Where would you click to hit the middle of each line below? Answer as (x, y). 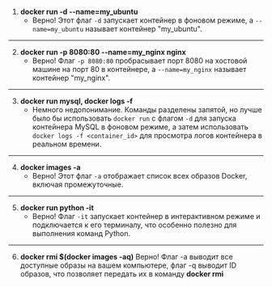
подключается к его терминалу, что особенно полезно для (134, 225)
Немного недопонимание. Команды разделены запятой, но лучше (147, 110)
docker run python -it (57, 208)
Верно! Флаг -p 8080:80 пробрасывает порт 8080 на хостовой (140, 61)
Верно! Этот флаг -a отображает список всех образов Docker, (140, 176)
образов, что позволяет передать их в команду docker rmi (122, 274)
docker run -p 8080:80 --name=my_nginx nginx (103, 52)
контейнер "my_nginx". (71, 78)
